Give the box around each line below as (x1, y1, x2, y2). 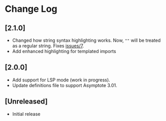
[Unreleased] (5, 97, 48, 106)
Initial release (12, 111, 40, 117)
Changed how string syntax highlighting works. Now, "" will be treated (12, 37, 161, 43)
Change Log (5, 3, 57, 15)
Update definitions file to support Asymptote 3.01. (12, 82, 117, 88)
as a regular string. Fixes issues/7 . (12, 43, 84, 49)
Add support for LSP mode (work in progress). (12, 77, 111, 83)
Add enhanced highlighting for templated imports (12, 48, 116, 54)
